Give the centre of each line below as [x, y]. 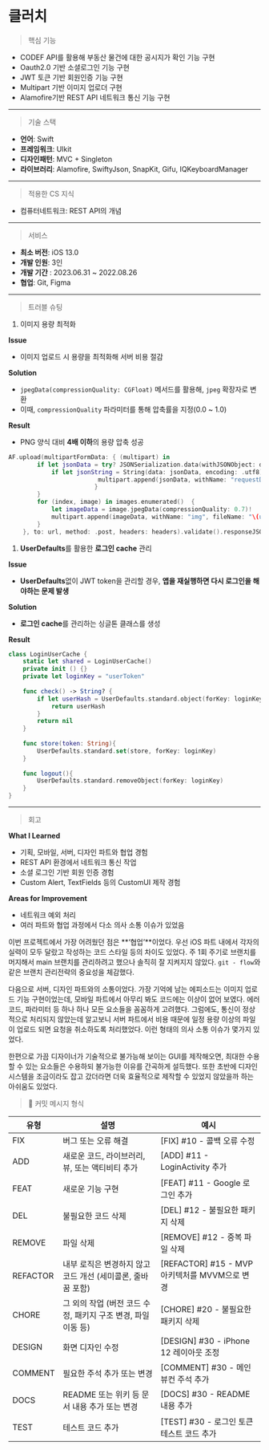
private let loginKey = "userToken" [84, 676]
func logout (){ [48, 774]
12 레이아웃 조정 [190, 1353]
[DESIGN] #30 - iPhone [205, 1341]
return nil [55, 721]
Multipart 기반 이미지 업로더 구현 [71, 87]
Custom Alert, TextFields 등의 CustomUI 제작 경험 [100, 883]
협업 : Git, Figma [45, 282]
